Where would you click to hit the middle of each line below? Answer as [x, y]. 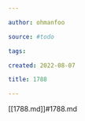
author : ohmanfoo [37, 22]
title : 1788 [28, 80]
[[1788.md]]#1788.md [42, 109]
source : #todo [31, 36]
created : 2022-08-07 [42, 65]
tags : [17, 51]
